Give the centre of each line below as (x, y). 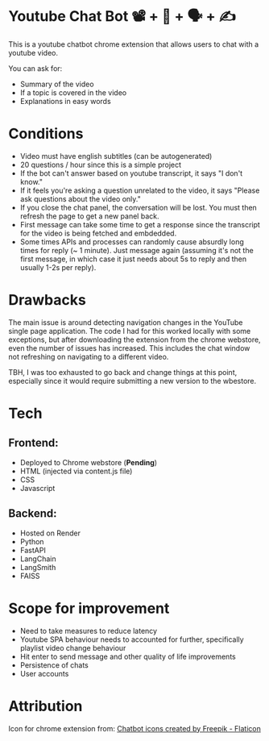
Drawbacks (47, 300)
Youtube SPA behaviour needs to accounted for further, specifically (132, 639)
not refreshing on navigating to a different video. (89, 356)
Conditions (46, 134)
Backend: (33, 514)
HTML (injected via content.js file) (76, 471)
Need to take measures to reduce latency (89, 631)
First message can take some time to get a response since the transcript (140, 224)
